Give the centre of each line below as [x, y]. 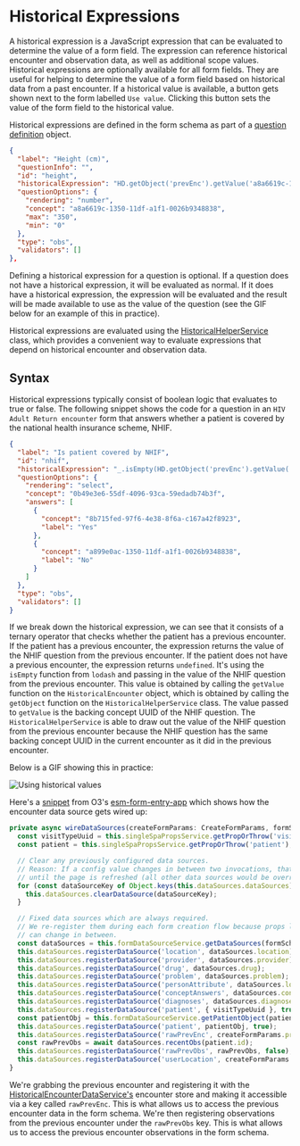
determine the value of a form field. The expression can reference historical [148, 50]
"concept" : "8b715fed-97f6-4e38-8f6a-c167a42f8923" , [142, 519]
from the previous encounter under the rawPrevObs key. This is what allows [146, 1123]
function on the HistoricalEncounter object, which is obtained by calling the [149, 693]
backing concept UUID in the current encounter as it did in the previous [141, 741]
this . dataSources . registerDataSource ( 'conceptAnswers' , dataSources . [149, 993]
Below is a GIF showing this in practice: [81, 768]
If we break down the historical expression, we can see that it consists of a [146, 627]
